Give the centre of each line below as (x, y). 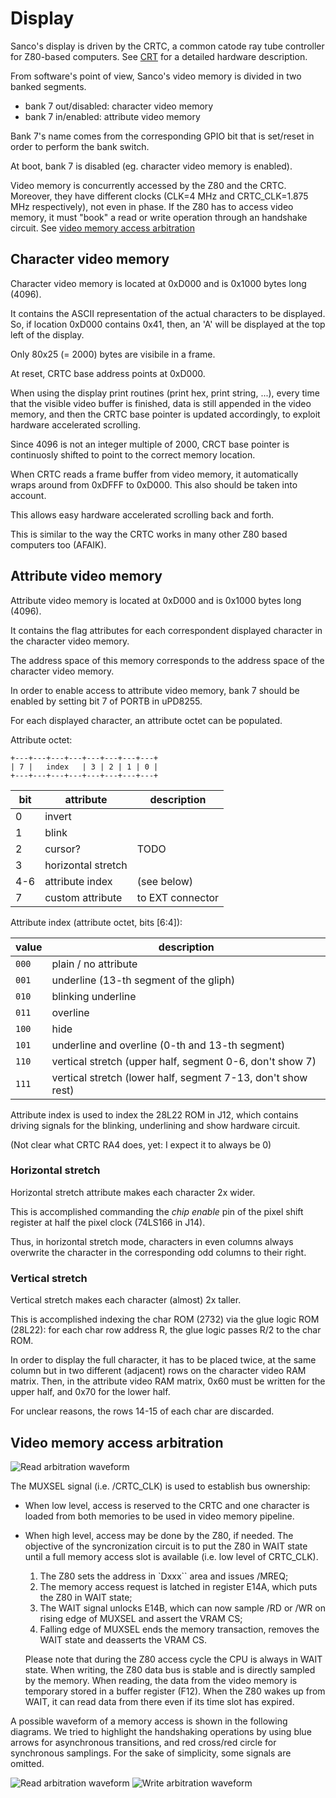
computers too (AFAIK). (58, 544)
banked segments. (48, 86)
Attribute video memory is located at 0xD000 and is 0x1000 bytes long (156, 600)
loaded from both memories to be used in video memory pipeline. (159, 1516)
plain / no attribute (94, 964)
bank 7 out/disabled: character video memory (119, 106)
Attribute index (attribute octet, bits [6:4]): (96, 922)
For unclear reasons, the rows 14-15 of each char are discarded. (142, 1411)
